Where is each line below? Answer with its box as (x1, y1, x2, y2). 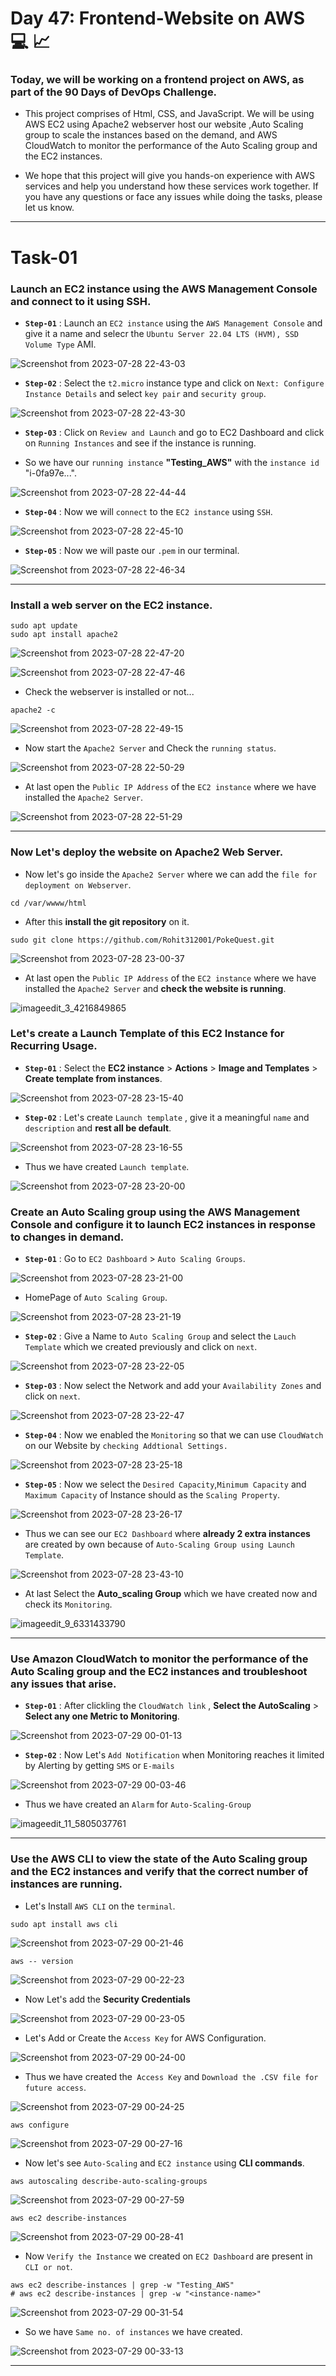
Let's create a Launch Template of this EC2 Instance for (10, 1027, 285, 1041)
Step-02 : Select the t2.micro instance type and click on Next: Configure (24, 377, 325, 389)
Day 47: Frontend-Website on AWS (10, 7, 306, 30)
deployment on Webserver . (24, 878, 132, 891)
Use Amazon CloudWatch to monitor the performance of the (10, 1652, 309, 1666)
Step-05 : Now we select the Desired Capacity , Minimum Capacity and (24, 1478, 307, 1491)
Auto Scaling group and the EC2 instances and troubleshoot (10, 1665, 308, 1679)
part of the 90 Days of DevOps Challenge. (10, 85, 218, 99)
